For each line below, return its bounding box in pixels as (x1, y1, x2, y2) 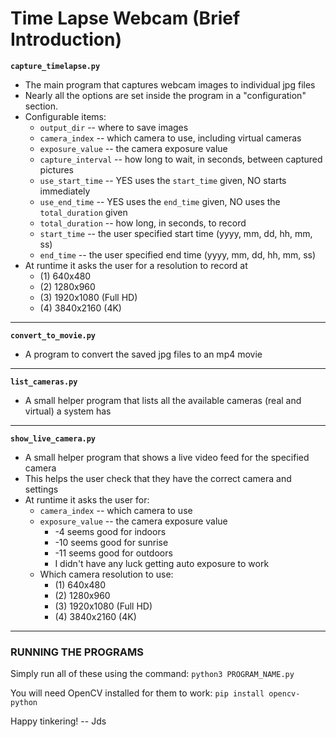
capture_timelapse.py (10, 61, 101, 71)
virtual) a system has (24, 405, 112, 417)
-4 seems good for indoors (54, 525, 167, 537)
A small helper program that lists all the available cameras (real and (24, 394, 302, 406)
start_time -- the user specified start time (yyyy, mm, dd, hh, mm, (39, 227, 313, 239)
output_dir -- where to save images (39, 121, 189, 133)
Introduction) (10, 28, 122, 51)
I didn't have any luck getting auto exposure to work (54, 557, 270, 569)
